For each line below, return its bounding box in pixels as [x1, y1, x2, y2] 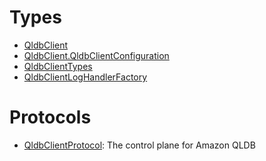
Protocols [9, 106, 92, 129]
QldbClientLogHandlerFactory [23, 71, 148, 83]
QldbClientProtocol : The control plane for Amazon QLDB [23, 139, 256, 151]
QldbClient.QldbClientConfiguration [23, 49, 170, 61]
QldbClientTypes [23, 60, 93, 72]
